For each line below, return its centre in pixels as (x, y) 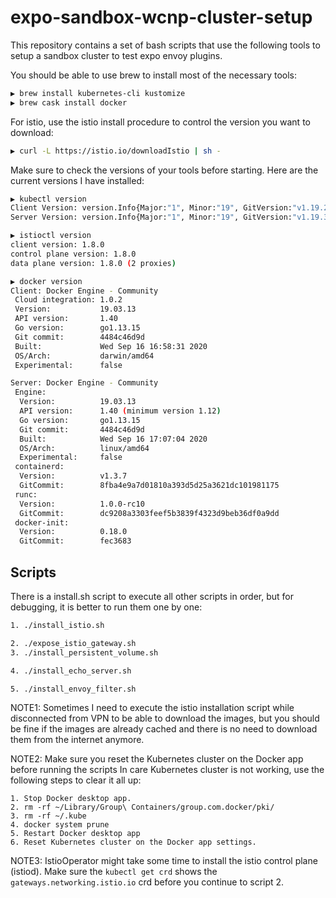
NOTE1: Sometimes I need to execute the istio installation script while (152, 708)
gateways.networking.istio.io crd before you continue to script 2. (147, 882)
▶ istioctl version (51, 236)
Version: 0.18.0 (73, 532)
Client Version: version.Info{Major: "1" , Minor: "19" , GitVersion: (151, 208)
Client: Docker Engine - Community (84, 291)
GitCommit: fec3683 (75, 541)
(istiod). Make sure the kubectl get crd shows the (114, 872)
